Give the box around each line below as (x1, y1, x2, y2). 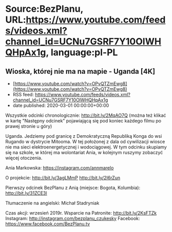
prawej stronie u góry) (5, 123, 52, 129)
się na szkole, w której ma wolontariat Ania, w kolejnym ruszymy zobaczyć (5, 150, 163, 155)
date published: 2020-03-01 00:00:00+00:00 (12, 102, 109, 108)
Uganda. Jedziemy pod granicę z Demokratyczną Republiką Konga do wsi (5, 133, 162, 139)
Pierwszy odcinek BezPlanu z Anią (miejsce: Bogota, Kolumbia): (5, 185, 140, 191)
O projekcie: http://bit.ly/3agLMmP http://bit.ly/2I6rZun (5, 175, 121, 181)
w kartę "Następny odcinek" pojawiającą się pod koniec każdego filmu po (5, 118, 162, 123)
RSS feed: (12, 92, 34, 97)
